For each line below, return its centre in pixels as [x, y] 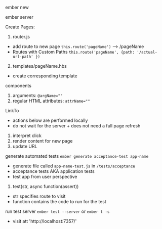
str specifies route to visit [39, 196]
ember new [17, 7]
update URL [25, 146]
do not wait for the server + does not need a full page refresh [76, 126]
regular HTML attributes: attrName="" [51, 101]
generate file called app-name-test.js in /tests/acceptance [74, 166]
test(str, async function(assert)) [46, 186]
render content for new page [43, 141]
